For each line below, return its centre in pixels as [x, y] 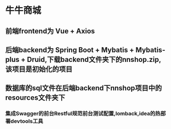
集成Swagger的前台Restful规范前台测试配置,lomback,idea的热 [83, 114]
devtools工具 [27, 121]
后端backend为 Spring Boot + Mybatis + [70, 50]
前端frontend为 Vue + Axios [50, 31]
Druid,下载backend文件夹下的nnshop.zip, [94, 59]
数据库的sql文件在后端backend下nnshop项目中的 [84, 88]
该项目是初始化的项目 [39, 69]
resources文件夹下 [35, 98]
